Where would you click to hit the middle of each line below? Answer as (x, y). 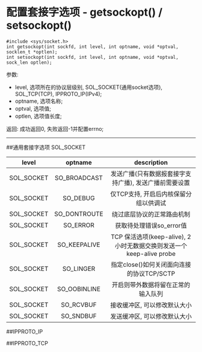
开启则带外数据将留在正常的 (151, 285)
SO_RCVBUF (79, 305)
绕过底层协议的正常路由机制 (151, 214)
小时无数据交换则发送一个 (151, 246)
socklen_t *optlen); (32, 52)
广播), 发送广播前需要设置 (154, 183)
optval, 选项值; (33, 108)
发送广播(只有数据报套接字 (148, 174)
